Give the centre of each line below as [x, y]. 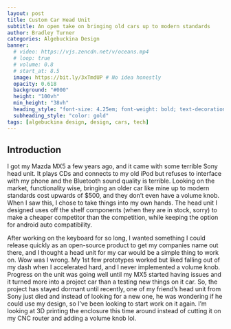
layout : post [26, 13]
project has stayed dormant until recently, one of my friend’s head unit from [114, 289]
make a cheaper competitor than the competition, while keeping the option [113, 218]
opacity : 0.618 [35, 84]
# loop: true [32, 58]
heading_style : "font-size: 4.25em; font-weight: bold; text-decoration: [121, 109]
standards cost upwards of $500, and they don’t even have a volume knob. [113, 196]
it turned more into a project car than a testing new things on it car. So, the [112, 282]
